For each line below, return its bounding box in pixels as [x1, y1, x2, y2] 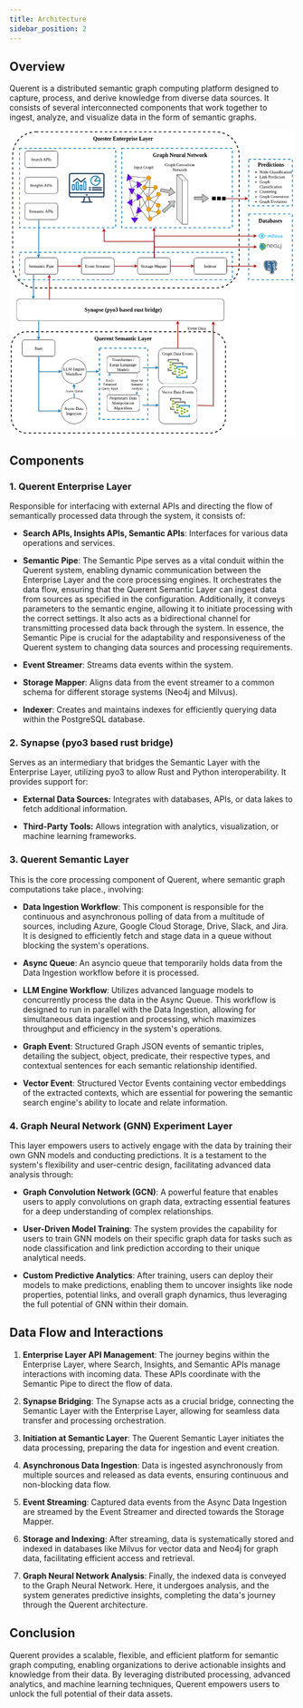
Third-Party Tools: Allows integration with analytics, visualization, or [22, 821, 279, 832]
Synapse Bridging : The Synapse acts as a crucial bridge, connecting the [22, 1395, 295, 1406]
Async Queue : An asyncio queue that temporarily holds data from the [22, 957, 283, 968]
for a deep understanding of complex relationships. [22, 1206, 214, 1217]
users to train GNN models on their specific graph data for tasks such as [22, 1234, 292, 1244]
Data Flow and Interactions [9, 1325, 165, 1341]
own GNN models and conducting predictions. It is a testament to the [9, 1150, 267, 1161]
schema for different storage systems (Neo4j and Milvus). [22, 687, 238, 698]
